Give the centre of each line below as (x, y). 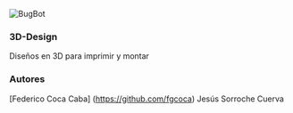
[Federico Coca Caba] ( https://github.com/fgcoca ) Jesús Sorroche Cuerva (146, 99)
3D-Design (33, 36)
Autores (27, 79)
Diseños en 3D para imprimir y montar (80, 56)
